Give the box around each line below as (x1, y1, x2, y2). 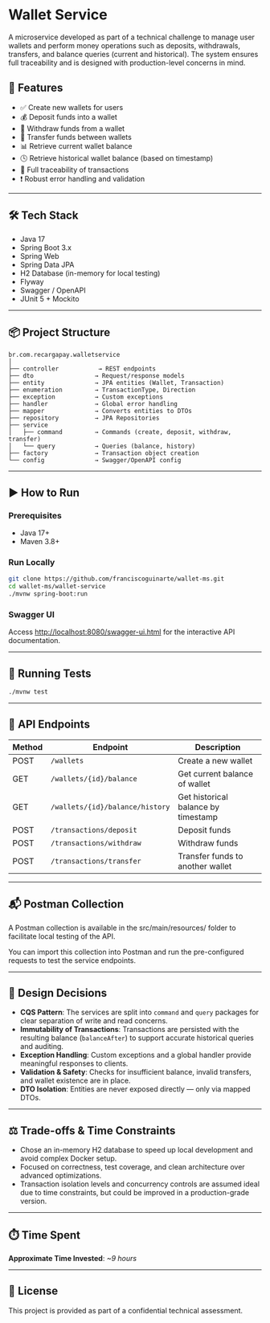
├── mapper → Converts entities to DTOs (8, 408, 193, 416)
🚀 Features (8, 81, 63, 95)
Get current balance (178, 768, 254, 779)
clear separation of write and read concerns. (19, 1016, 169, 1026)
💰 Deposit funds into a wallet (19, 112, 118, 121)
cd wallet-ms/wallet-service (8, 583, 106, 591)
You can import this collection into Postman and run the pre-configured (8, 947, 244, 956)
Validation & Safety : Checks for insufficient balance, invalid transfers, (19, 1067, 252, 1077)
